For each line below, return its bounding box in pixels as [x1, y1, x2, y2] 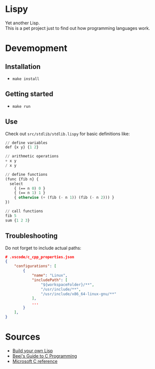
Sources [5, 331, 41, 342]
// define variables [5, 140, 48, 145]
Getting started [5, 90, 54, 98]
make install [12, 76, 40, 81]
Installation [5, 62, 41, 71]
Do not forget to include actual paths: [5, 245, 81, 251]
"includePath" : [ [31, 277, 68, 283]
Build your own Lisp [12, 348, 53, 354]
